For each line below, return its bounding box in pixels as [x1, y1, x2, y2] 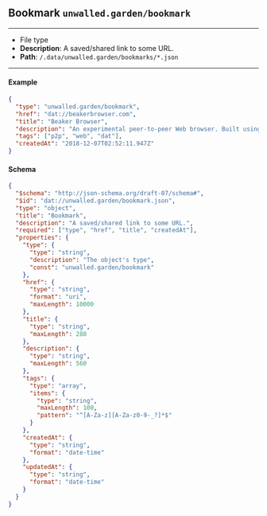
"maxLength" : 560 [29, 360, 87, 368]
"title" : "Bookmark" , [15, 211, 87, 220]
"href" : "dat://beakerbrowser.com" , [15, 110, 137, 118]
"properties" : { [15, 234, 69, 242]
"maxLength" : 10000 [29, 300, 94, 309]
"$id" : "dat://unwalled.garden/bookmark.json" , [15, 197, 176, 205]
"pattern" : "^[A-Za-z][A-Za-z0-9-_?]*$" [37, 412, 172, 420]
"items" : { [29, 389, 66, 397]
